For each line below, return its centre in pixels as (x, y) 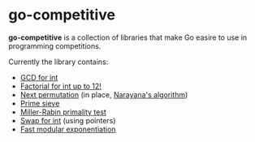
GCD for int (39, 77)
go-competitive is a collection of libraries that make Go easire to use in (128, 37)
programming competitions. (55, 45)
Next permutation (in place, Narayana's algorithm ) (104, 94)
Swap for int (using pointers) (68, 120)
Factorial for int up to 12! (61, 86)
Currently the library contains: (58, 62)
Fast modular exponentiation (68, 129)
